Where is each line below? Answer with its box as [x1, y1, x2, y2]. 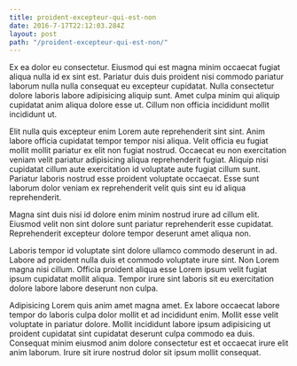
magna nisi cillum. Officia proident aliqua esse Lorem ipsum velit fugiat [9, 264, 268, 275]
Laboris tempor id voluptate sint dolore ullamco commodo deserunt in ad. [9, 245, 277, 256]
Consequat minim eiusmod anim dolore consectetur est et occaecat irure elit [9, 338, 289, 348]
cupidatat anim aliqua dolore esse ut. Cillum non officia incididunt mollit [9, 99, 270, 111]
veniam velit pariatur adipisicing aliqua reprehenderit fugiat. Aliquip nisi [9, 154, 269, 165]
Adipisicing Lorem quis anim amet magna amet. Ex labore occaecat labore [9, 300, 280, 311]
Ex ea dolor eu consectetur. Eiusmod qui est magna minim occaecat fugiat [9, 62, 281, 73]
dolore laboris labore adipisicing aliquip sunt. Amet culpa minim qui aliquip [9, 90, 281, 101]
